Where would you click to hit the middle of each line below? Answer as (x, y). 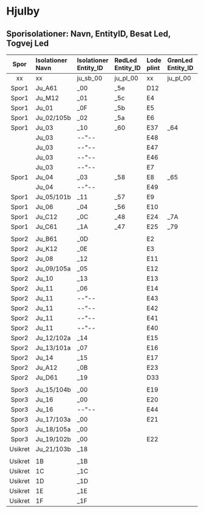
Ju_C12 (46, 217)
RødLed (126, 60)
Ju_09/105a (53, 268)
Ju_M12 (47, 98)
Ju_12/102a (53, 338)
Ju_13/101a (53, 348)
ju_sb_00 (90, 78)
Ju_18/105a (53, 429)
